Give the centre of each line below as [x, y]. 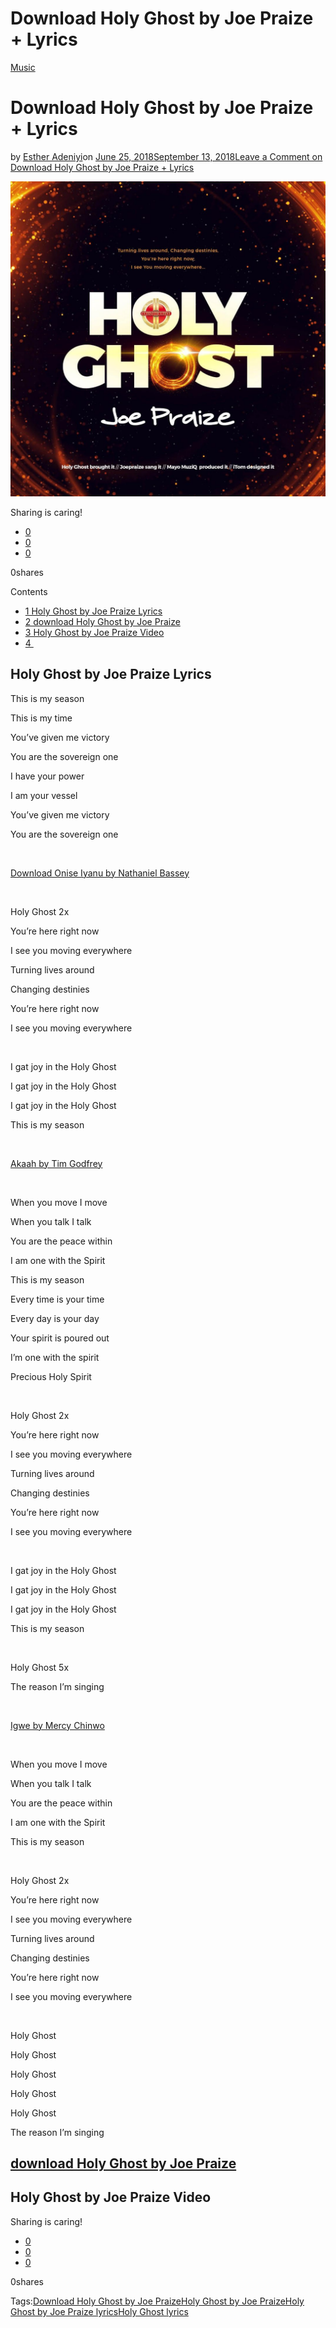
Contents [29, 591]
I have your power [47, 776]
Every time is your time [57, 1299]
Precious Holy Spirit [51, 1376]
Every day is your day [55, 1318]
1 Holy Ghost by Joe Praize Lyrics [93, 611]
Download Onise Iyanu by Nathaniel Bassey [100, 873]
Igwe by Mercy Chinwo [57, 1725]
